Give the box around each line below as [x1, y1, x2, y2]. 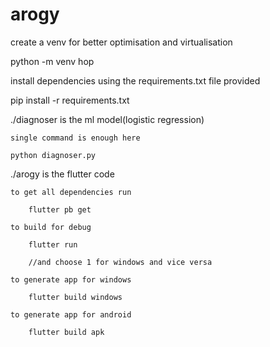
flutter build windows [28, 292, 123, 302]
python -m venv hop [10, 55, 95, 67]
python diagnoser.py [10, 150, 97, 160]
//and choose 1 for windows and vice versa [28, 257, 213, 267]
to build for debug [10, 222, 92, 232]
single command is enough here [10, 133, 141, 143]
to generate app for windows [10, 274, 132, 285]
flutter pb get [28, 204, 92, 215]
